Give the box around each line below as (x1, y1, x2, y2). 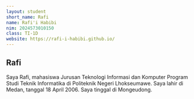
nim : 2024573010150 (6, 25, 54, 31)
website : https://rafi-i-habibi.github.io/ (6, 36, 115, 42)
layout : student (6, 8, 46, 15)
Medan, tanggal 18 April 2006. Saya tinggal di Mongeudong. (6, 86, 153, 93)
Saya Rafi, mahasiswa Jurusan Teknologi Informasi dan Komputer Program (6, 73, 188, 80)
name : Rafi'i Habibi (6, 19, 57, 25)
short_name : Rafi (6, 14, 49, 20)
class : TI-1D (6, 31, 38, 37)
